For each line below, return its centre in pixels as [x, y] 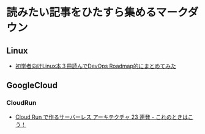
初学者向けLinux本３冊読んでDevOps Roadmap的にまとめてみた [95, 66]
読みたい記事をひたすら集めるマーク [97, 12]
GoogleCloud [32, 86]
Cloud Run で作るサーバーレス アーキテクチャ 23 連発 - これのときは [102, 117]
